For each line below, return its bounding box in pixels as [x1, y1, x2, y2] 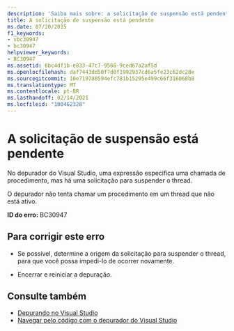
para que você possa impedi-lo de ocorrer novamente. [17, 256, 175, 265]
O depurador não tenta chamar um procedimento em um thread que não [7, 190, 214, 198]
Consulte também [7, 291, 87, 302]
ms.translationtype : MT [7, 82, 77, 88]
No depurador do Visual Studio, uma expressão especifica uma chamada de [7, 169, 226, 177]
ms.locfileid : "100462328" [7, 101, 86, 108]
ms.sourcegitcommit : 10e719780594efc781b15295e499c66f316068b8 [7, 75, 195, 82]
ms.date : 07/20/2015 [7, 23, 68, 30]
